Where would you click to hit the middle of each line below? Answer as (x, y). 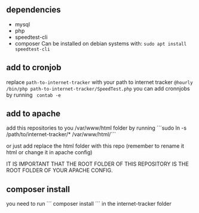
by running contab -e (33, 95)
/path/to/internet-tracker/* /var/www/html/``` (61, 134)
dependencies (33, 10)
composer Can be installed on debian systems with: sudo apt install (101, 43)
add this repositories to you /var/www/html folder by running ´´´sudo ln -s (97, 128)
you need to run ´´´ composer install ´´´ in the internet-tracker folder (89, 204)
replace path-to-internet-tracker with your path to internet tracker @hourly (99, 82)
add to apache (33, 114)
